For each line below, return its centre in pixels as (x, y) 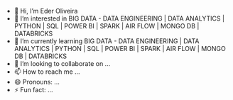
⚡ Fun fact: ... (33, 90)
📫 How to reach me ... (47, 72)
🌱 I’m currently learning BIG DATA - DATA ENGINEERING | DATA (107, 41)
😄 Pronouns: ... (37, 82)
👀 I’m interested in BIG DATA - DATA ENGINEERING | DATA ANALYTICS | (119, 18)
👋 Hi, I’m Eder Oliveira (46, 11)
